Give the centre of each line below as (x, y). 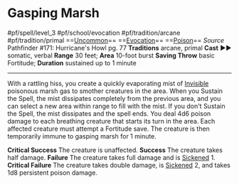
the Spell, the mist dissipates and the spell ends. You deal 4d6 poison (109, 113)
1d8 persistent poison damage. (53, 173)
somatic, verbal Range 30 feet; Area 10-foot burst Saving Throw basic (111, 55)
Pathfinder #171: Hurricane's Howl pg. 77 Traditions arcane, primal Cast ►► (119, 48)
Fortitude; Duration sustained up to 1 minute (72, 63)
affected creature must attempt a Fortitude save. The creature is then (108, 129)
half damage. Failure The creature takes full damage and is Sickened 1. (111, 157)
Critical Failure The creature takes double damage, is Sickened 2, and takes (119, 165)
